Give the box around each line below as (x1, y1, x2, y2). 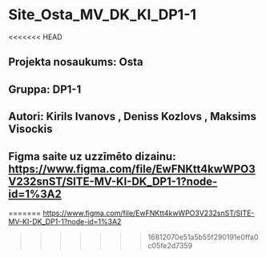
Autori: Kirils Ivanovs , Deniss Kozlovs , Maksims (8, 110, 256, 123)
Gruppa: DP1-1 (8, 82, 82, 96)
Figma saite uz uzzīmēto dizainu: (8, 150, 176, 163)
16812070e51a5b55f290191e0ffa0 (147, 232, 259, 242)
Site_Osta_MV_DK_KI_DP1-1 (8, 6, 197, 24)
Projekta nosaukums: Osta (8, 55, 143, 69)
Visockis (8, 122, 53, 136)
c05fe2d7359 (147, 240, 193, 250)
